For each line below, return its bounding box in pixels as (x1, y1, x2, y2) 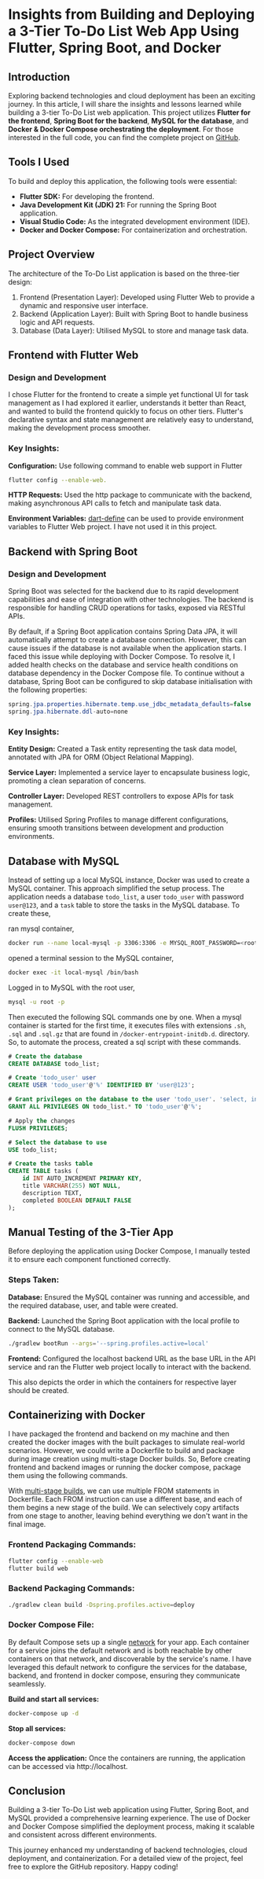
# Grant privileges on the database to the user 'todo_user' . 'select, (8, 1095, 247, 1104)
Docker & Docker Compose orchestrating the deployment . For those (8, 124, 234, 134)
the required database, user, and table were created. (8, 1300, 178, 1310)
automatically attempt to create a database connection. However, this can (8, 635, 247, 645)
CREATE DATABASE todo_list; (8, 1060, 101, 1068)
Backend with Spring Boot (8, 545, 138, 558)
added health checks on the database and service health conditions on (8, 660, 238, 670)
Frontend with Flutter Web (8, 348, 139, 362)
